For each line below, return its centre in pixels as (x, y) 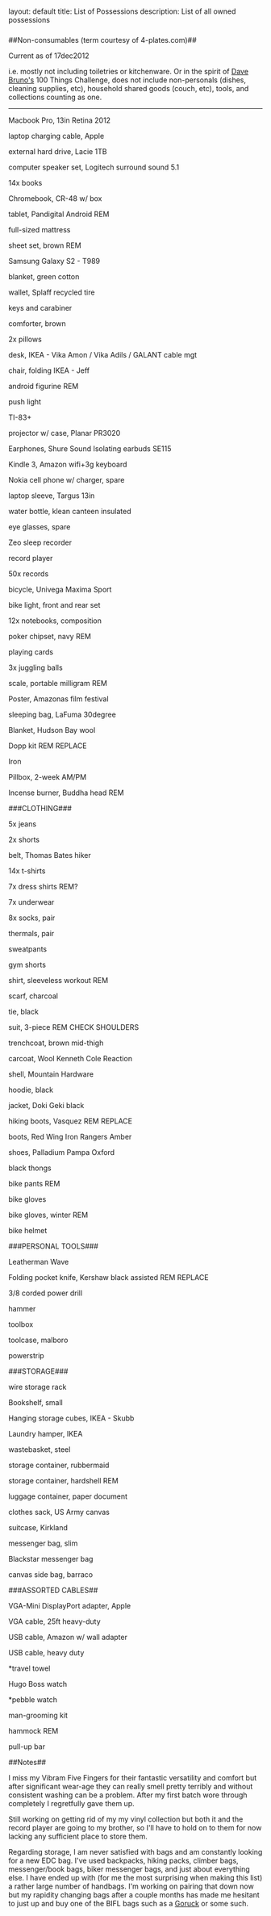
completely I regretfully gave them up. (71, 1803)
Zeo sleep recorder (40, 542)
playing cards (31, 651)
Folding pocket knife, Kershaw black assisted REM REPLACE (108, 1277)
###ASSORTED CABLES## (53, 1590)
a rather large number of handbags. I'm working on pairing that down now (131, 1886)
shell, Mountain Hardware (51, 1074)
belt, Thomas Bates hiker (50, 855)
